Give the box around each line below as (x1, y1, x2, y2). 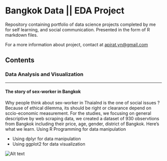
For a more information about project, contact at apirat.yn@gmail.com (5, 41, 148, 47)
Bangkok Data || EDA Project (5, 5, 125, 16)
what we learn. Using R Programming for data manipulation (5, 126, 126, 132)
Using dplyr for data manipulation (12, 136, 81, 142)
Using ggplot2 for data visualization (12, 141, 85, 147)
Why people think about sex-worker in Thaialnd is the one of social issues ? (5, 99, 160, 105)
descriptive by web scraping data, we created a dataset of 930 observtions (5, 115, 160, 121)
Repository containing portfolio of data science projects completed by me (5, 21, 156, 27)
